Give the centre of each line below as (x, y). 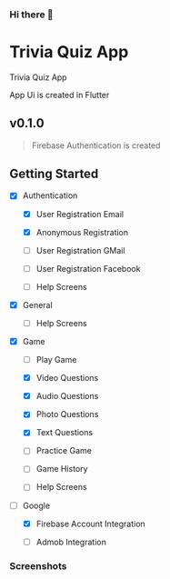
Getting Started (54, 174)
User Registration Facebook (88, 268)
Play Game (56, 360)
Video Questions (67, 378)
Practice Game (64, 451)
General (37, 304)
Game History (62, 469)
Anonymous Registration (82, 232)
